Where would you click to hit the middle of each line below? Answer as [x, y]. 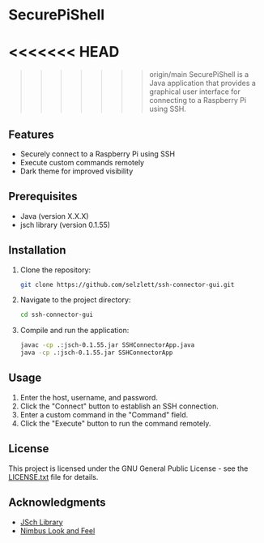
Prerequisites [43, 197]
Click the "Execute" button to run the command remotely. [115, 423]
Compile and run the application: [75, 331]
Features [31, 134]
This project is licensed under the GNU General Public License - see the [128, 468]
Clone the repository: [55, 270]
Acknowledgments [57, 503]
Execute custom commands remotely [82, 162]
